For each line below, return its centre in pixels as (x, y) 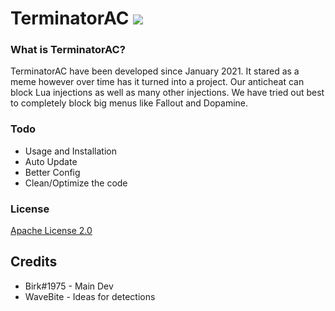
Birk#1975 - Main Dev (69, 286)
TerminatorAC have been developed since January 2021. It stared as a (155, 71)
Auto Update (51, 161)
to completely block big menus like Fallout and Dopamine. (129, 103)
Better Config (52, 172)
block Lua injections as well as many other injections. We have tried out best (167, 93)
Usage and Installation (71, 151)
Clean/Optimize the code (76, 183)
